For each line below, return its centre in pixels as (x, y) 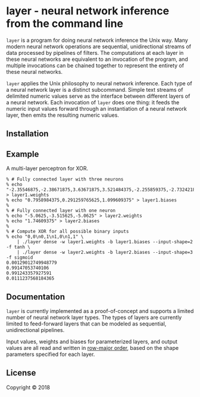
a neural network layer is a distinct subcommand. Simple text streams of (95, 89)
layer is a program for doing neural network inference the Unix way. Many (97, 40)
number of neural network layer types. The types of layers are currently (94, 317)
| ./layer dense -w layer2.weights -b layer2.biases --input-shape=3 (105, 252)
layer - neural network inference (88, 11)
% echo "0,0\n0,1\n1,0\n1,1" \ (45, 237)
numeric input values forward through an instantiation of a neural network (97, 108)
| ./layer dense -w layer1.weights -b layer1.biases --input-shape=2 (105, 242)
